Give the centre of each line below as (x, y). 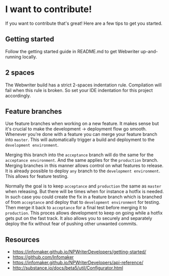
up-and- (149, 51)
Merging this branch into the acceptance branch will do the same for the (79, 155)
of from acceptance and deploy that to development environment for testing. (83, 202)
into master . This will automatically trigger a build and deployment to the (80, 140)
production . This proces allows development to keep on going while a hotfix (84, 213)
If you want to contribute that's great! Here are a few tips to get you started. (84, 23)
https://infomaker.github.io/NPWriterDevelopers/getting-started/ (79, 252)
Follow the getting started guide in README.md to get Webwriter (72, 51)
